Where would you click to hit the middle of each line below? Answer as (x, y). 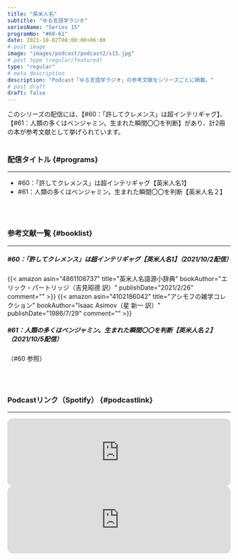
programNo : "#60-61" (38, 34)
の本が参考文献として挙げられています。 (66, 132)
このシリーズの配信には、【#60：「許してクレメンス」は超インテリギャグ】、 (117, 114)
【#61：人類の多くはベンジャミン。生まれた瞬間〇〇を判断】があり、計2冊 (116, 123)
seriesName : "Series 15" (44, 27)
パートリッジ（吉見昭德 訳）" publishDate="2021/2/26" (113, 287)
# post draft (27, 87)
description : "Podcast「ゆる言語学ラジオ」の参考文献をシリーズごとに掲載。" (110, 80)
